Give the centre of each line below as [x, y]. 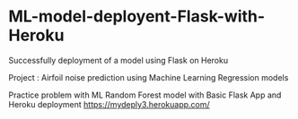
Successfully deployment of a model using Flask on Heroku [118, 60]
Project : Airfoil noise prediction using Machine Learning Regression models [149, 77]
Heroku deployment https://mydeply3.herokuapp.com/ [109, 104]
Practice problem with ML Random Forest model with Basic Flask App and [145, 95]
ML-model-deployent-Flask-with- [137, 17]
